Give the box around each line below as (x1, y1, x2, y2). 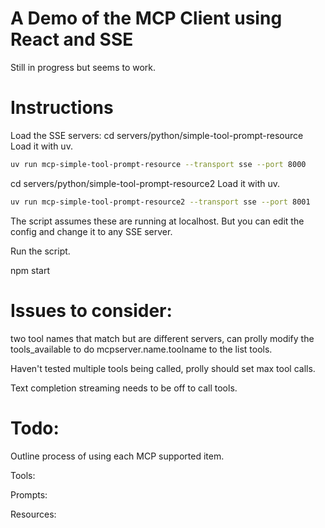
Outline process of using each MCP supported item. (10, 450, 225, 462)
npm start (10, 264, 51, 276)
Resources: (10, 508, 57, 520)
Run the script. (10, 245, 71, 257)
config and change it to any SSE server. (10, 225, 173, 237)
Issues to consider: (10, 299, 173, 322)
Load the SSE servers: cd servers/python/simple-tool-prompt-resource (10, 129, 304, 141)
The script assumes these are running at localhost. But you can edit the (10, 215, 305, 227)
